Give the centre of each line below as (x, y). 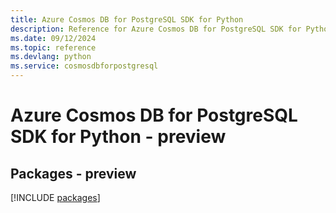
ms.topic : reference (53, 47)
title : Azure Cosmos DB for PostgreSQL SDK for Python (127, 19)
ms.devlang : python (51, 57)
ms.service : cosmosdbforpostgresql (84, 66)
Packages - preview (73, 173)
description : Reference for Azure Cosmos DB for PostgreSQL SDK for (156, 29)
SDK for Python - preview (118, 137)
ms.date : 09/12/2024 (53, 38)
